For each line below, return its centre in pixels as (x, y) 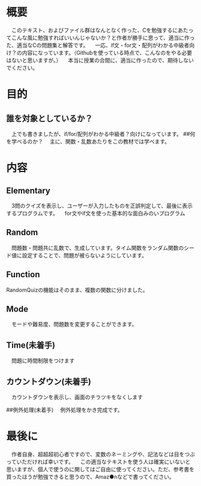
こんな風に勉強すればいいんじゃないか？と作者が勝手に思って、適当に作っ (103, 37)
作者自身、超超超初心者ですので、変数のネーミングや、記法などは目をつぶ (103, 454)
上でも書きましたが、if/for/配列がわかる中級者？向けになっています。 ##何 (103, 134)
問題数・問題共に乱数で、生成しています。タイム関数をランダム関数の (97, 248)
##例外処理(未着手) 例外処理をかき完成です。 (64, 410)
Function (23, 275)
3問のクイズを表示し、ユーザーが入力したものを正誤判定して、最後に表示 (102, 206)
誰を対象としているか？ (49, 118)
